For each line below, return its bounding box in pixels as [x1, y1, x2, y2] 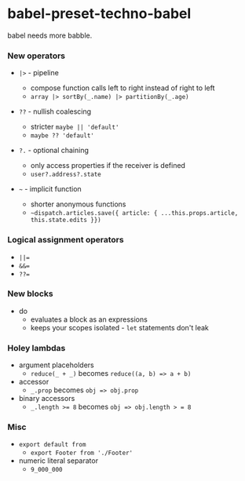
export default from [18, 441, 86, 449]
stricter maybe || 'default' [30, 122, 119, 132]
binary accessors [18, 394, 75, 403]
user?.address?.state [30, 170, 101, 179]
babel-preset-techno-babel [7, 5, 192, 23]
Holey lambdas [7, 342, 66, 353]
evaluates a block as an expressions [30, 315, 148, 324]
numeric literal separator [18, 456, 99, 465]
